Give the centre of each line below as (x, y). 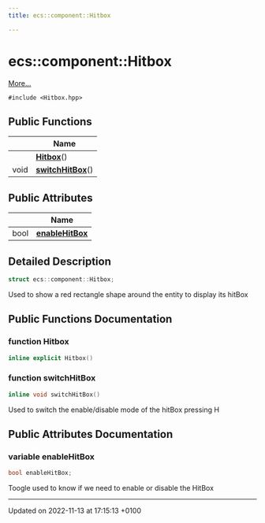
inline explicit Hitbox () (50, 358)
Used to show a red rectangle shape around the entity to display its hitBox (128, 294)
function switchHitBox (52, 378)
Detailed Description (60, 261)
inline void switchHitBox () (54, 395)
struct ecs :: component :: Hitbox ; (61, 280)
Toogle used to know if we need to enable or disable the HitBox (111, 488)
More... (20, 83)
